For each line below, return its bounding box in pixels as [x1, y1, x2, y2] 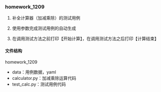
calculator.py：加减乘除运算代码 [12, 75, 77, 81]
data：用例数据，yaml [12, 69, 57, 75]
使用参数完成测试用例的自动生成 [12, 25, 76, 31]
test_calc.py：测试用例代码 [12, 81, 66, 87]
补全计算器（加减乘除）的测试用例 [12, 15, 80, 21]
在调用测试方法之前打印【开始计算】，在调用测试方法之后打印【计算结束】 [12, 36, 159, 42]
